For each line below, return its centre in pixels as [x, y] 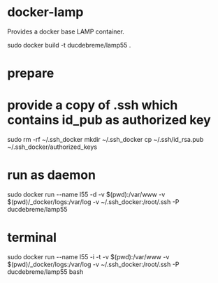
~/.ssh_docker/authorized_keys [52, 147]
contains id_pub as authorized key [109, 120]
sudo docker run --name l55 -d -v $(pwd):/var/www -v [86, 194]
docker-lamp [45, 12]
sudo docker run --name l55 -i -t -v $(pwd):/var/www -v [88, 256]
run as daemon [52, 175]
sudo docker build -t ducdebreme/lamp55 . [69, 45]
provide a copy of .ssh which [93, 105]
